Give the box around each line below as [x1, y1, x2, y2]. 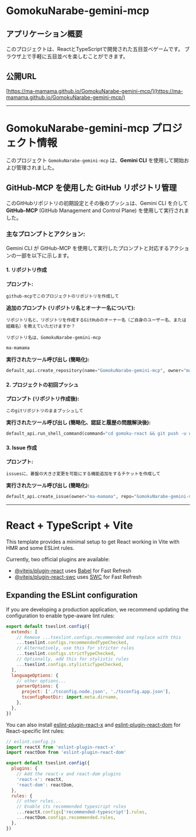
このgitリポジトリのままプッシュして [6, 408, 83, 414]
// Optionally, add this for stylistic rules [16, 656, 129, 662]
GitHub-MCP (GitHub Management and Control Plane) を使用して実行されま [6, 207, 190, 214]
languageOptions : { [11, 672, 59, 678]
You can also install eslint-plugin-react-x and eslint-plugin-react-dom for [6, 721, 181, 728]
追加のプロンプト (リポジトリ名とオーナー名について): [6, 305, 135, 312]
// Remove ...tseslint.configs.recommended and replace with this [16, 634, 181, 640]
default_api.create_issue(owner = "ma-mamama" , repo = [6, 494, 134, 500]
